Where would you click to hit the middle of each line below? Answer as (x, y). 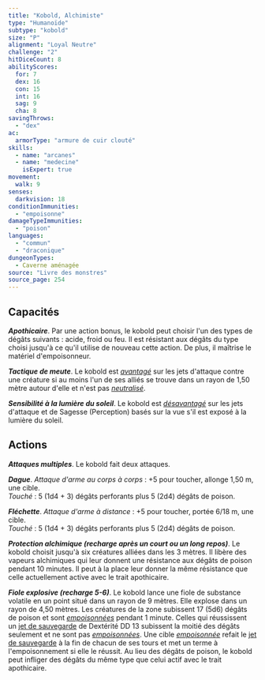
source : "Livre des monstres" (58, 272)
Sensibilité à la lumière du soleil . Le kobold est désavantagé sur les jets (126, 403)
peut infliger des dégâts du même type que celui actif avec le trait (115, 659)
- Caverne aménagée (47, 265)
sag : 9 (26, 103)
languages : (26, 236)
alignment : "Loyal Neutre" (52, 45)
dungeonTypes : (32, 257)
